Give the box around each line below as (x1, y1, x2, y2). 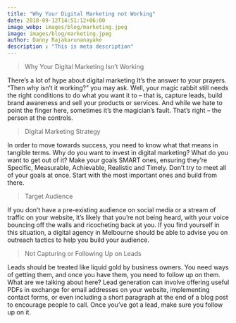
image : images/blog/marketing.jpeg (7, 30, 112, 37)
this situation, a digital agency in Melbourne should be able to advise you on (7, 228, 228, 236)
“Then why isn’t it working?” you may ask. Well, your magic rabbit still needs (7, 84, 229, 92)
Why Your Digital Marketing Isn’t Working (24, 63, 144, 71)
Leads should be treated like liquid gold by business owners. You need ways (7, 263, 229, 272)
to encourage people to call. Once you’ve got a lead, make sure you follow (7, 300, 223, 309)
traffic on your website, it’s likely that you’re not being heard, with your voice (7, 213, 229, 221)
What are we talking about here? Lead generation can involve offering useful (7, 278, 230, 286)
